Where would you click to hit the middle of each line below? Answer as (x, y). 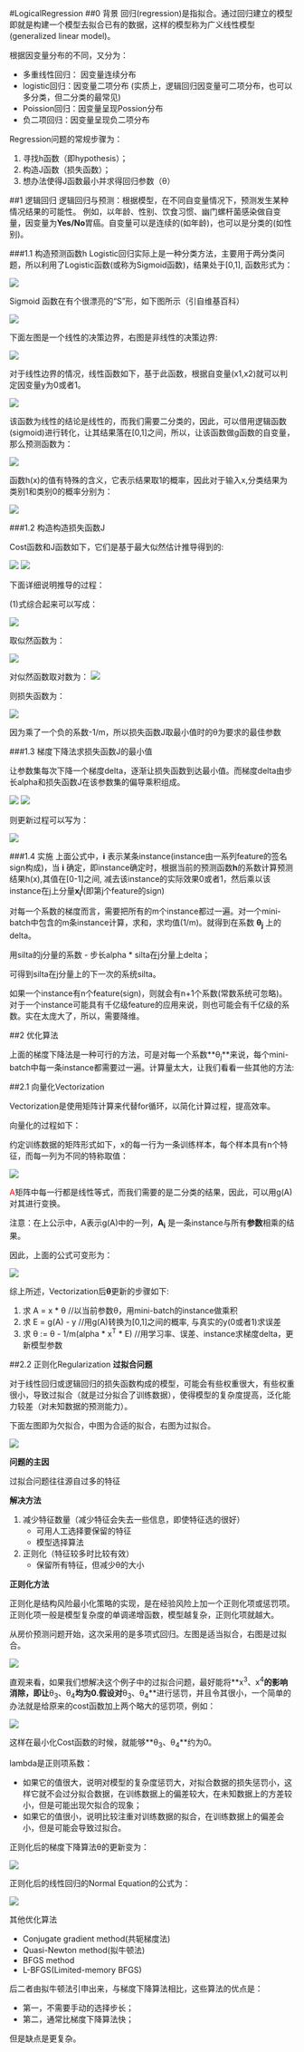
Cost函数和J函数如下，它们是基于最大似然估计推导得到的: (117, 547)
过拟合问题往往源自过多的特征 (65, 1481)
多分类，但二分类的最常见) (71, 97)
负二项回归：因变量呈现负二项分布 (86, 120)
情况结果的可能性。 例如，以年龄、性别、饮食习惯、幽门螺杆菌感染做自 (141, 212)
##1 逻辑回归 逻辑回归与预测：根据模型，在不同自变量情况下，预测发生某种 (149, 200)
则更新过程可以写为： (49, 820)
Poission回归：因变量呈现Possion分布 (93, 108)
